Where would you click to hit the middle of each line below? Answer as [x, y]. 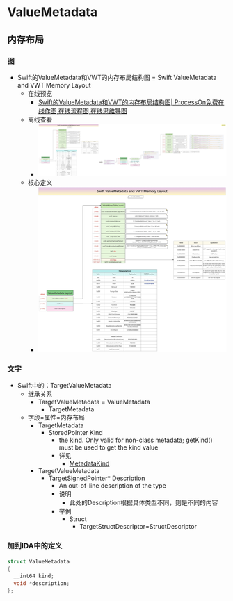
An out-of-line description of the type [113, 486]
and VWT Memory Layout [54, 85]
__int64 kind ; [34, 576]
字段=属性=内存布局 [56, 418]
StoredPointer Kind [75, 433]
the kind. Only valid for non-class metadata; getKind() [136, 440]
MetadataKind [89, 463]
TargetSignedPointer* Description [97, 478]
